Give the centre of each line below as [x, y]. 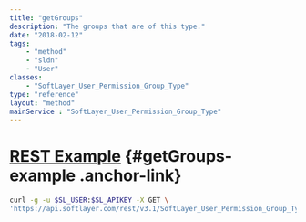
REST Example [65, 157]
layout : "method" [42, 103]
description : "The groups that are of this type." [107, 26]
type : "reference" [44, 94]
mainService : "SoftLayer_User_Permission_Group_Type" [116, 111]
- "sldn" [42, 60]
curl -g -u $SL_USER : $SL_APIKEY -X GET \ [89, 201]
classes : [26, 78]
